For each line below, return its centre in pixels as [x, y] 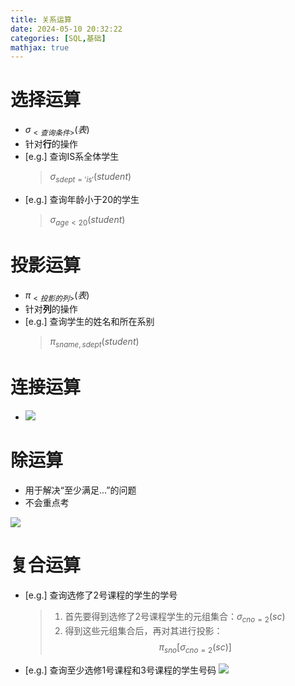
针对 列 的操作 [51, 309]
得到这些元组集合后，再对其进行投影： [143, 630]
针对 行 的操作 [51, 143]
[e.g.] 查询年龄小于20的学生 [82, 199]
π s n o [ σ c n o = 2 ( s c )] [195, 648]
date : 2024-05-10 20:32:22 [66, 29]
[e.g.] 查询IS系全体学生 [72, 156]
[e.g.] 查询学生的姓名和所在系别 [89, 322]
